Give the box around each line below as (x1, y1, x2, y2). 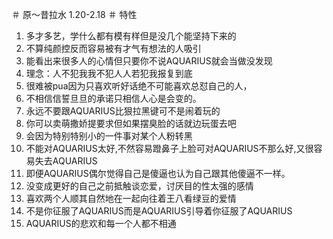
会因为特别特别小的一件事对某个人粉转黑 (25, 130, 193, 142)
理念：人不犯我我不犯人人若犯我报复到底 (25, 68, 193, 79)
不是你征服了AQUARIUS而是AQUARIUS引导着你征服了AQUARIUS (25, 205, 293, 217)
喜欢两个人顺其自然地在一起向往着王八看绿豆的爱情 (25, 193, 237, 204)
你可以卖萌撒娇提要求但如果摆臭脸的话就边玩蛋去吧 (25, 118, 237, 129)
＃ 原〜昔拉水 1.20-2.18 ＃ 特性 (11, 9, 138, 20)
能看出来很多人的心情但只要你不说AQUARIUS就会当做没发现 (25, 55, 273, 67)
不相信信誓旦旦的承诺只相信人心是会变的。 (25, 93, 202, 104)
